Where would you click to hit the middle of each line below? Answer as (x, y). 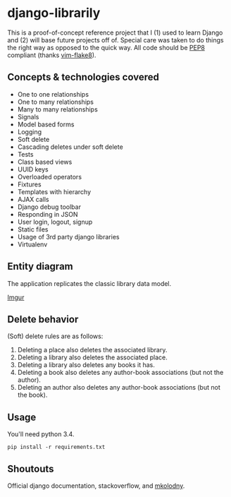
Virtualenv (32, 244)
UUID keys (33, 169)
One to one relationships (53, 94)
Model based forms (46, 124)
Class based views (45, 162)
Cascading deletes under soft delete (70, 147)
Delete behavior (43, 319)
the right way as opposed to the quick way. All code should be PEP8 (106, 47)
